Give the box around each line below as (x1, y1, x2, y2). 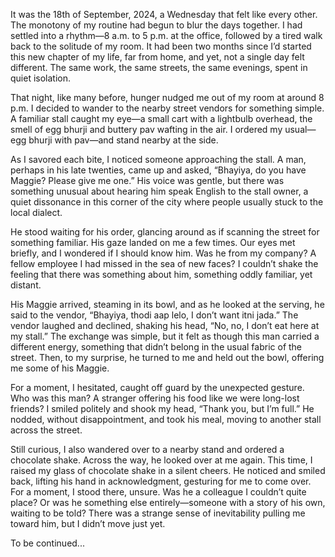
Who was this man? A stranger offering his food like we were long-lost (10, 392, 300, 404)
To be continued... (10, 537, 85, 549)
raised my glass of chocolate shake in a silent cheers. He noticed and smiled (10, 465, 326, 476)
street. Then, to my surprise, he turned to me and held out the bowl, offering (10, 352, 325, 363)
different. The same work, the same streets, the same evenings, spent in (10, 62, 308, 73)
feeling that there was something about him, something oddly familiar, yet (10, 269, 313, 280)
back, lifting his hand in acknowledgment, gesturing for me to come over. (10, 475, 312, 487)
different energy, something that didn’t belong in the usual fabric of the (10, 341, 303, 353)
